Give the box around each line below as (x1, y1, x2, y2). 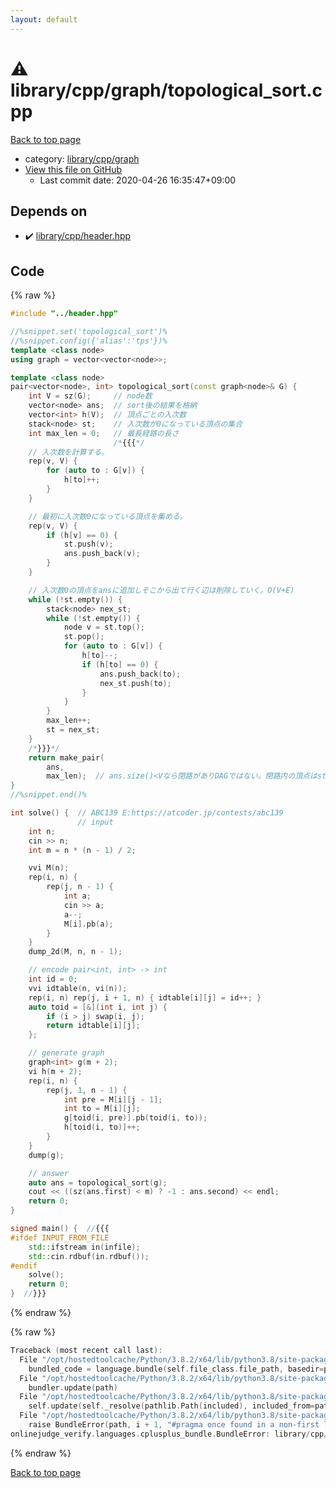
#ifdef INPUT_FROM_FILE (10, 1232, 110, 1243)
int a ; (63, 891, 92, 901)
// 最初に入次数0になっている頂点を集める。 (28, 511, 188, 521)
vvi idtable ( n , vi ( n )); (28, 983, 128, 993)
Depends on (10, 202, 88, 220)
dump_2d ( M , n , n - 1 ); (28, 947, 123, 957)
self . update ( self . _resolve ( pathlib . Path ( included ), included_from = (28, 1401, 315, 1411)
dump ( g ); (28, 1150, 65, 1160)
